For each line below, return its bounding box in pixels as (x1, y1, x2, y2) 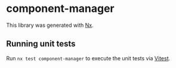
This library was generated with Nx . (6, 21, 94, 29)
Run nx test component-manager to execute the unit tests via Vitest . (6, 54, 171, 61)
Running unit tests (6, 39, 76, 49)
